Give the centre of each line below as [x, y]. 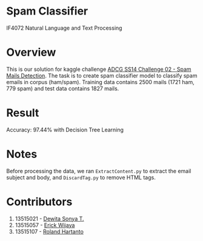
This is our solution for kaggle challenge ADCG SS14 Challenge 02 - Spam [99, 69]
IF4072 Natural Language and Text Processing [64, 28]
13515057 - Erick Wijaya [45, 225]
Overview [31, 52]
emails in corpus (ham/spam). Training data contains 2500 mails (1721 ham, [101, 82]
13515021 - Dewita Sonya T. [49, 219]
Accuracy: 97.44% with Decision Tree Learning [65, 130]
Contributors [39, 202]
